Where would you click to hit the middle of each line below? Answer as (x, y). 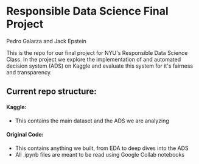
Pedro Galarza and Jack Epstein (47, 41)
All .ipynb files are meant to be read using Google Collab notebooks (100, 154)
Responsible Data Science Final (87, 11)
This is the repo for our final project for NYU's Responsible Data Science (97, 52)
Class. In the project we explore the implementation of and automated (94, 59)
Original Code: (25, 135)
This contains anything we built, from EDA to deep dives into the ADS (102, 148)
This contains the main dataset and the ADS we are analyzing (92, 121)
